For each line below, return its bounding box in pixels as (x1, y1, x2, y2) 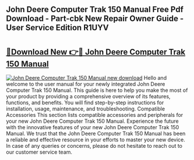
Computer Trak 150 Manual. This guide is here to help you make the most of (6, 87, 188, 94)
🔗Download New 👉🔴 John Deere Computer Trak (6, 47, 185, 57)
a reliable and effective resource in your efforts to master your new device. (6, 136, 185, 143)
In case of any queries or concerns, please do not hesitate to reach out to (6, 143, 182, 149)
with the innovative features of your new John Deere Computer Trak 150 (6, 124, 179, 130)
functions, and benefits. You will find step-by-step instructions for (6, 99, 164, 106)
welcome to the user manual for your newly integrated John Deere (6, 81, 165, 87)
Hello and (143, 74, 167, 81)
